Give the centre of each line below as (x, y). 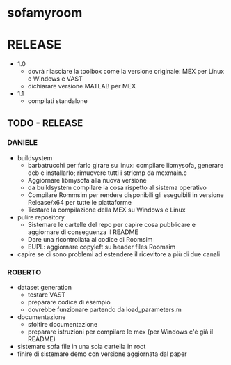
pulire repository (41, 217)
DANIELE (23, 143)
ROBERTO (24, 272)
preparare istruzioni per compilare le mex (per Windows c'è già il (120, 332)
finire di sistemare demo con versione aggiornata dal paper (102, 354)
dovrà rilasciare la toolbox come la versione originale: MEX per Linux (126, 72)
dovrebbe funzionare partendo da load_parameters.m (105, 310)
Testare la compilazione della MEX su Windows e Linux (106, 210)
